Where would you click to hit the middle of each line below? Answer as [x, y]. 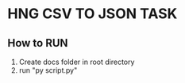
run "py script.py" [48, 70]
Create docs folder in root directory [77, 62]
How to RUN [38, 43]
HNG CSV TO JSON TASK [92, 14]
